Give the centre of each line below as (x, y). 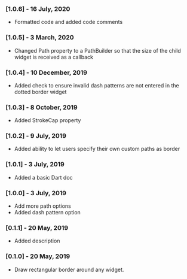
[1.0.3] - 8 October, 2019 (42, 107)
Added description (37, 241)
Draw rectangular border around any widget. (69, 269)
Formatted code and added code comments (68, 22)
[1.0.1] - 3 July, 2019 (35, 165)
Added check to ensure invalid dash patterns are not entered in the (97, 85)
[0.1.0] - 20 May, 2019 (38, 256)
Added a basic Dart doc (43, 177)
